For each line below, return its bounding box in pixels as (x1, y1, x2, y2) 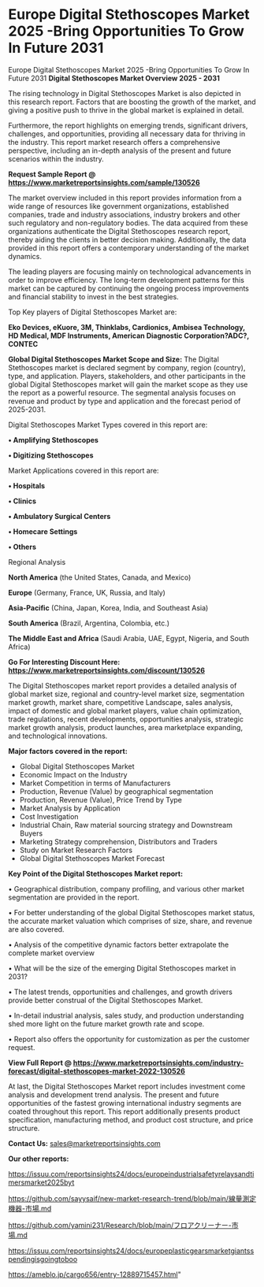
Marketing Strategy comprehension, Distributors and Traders (19, 836, 218, 846)
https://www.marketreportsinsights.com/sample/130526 (8, 177, 200, 187)
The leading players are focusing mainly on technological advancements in (8, 266, 251, 276)
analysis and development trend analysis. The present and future (8, 1089, 219, 1100)
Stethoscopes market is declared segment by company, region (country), (8, 362, 246, 372)
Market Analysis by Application (19, 803, 121, 813)
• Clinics (8, 496, 37, 506)
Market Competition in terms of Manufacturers (19, 778, 171, 788)
